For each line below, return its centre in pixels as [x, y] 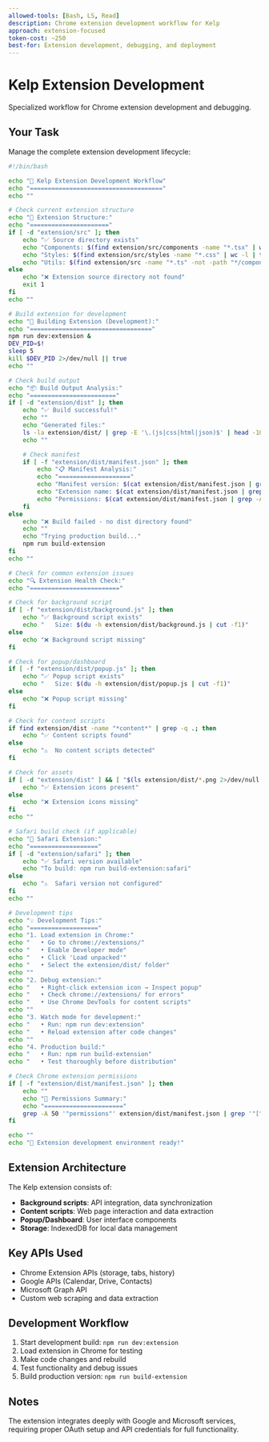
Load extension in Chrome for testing [81, 1351]
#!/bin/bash [28, 166]
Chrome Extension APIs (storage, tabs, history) [97, 1272]
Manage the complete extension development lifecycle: [100, 151]
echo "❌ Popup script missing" [75, 699]
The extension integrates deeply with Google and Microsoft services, [122, 1421]
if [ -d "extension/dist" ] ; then [66, 403]
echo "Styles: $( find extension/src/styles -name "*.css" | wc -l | [139, 255]
